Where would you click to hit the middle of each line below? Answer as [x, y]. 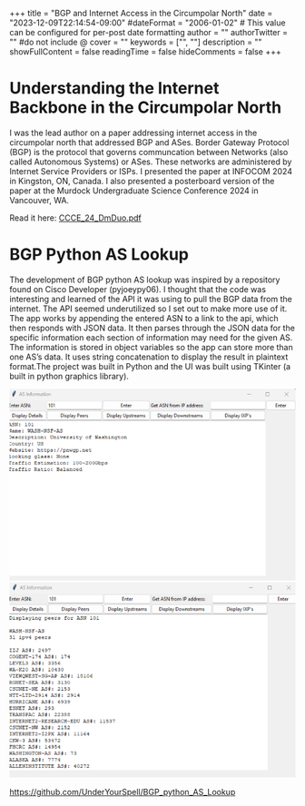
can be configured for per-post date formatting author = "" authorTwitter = [149, 32]
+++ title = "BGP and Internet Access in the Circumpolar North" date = [141, 13]
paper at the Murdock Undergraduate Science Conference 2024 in [134, 191]
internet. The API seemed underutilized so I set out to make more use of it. [148, 309]
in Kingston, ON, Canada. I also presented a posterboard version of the [142, 181]
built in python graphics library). [69, 376]
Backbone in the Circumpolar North [146, 108]
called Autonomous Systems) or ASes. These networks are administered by [151, 162]
